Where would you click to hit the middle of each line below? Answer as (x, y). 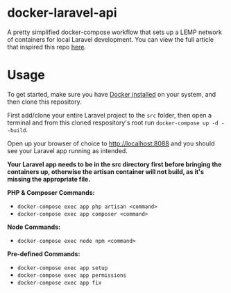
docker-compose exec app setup (62, 268)
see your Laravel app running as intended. (68, 150)
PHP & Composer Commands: (51, 192)
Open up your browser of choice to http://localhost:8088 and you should (111, 143)
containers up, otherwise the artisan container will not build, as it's (106, 171)
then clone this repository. (44, 102)
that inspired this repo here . (47, 47)
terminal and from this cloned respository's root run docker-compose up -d (113, 122)
